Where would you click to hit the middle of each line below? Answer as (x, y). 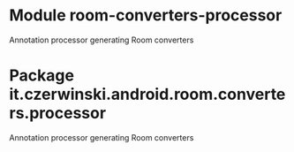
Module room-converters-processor (146, 15)
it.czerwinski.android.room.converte (147, 95)
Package (42, 76)
